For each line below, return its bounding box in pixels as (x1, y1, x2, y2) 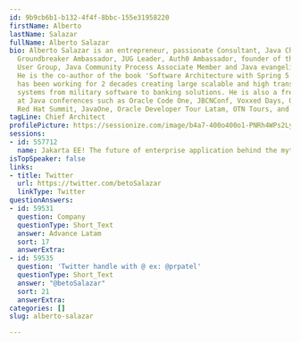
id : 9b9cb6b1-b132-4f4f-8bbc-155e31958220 (9, 13, 170, 22)
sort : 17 (17, 238, 50, 246)
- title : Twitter (9, 171, 74, 179)
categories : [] (9, 304, 66, 313)
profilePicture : (9, 121, 70, 130)
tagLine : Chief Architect (9, 113, 105, 121)
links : (9, 163, 34, 171)
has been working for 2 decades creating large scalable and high (17, 79, 270, 88)
